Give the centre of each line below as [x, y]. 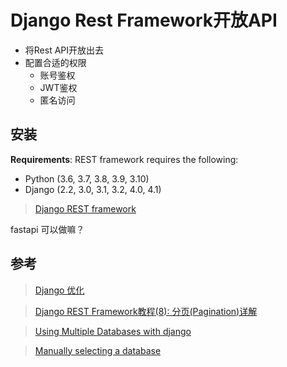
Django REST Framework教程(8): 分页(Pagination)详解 [146, 311]
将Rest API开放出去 [64, 50]
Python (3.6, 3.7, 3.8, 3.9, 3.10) [87, 178]
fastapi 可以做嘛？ [47, 229]
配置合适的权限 [55, 62]
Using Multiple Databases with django [113, 331]
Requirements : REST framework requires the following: [124, 159]
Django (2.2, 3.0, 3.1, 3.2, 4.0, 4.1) [93, 189]
